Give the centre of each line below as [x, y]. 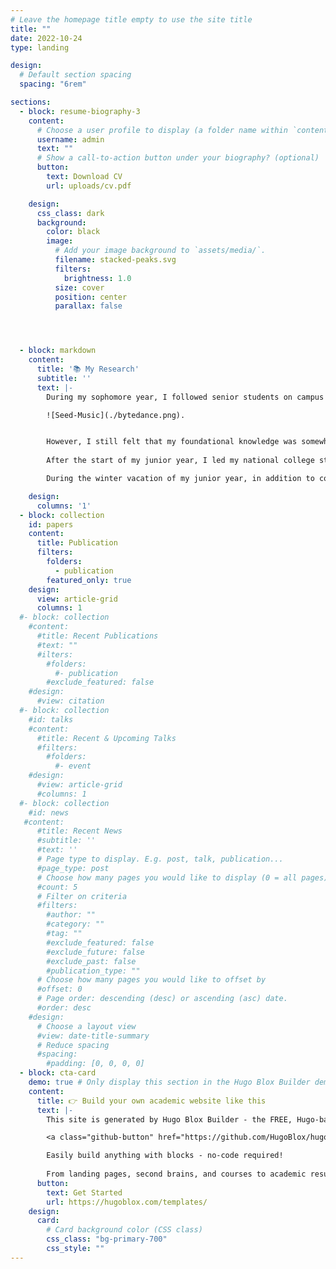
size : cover [79, 287]
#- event [73, 766]
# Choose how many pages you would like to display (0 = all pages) [182, 877]
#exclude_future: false [95, 952]
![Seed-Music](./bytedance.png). [116, 415]
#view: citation [70, 701]
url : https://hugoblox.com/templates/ [127, 1202]
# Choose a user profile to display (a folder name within [162, 130]
